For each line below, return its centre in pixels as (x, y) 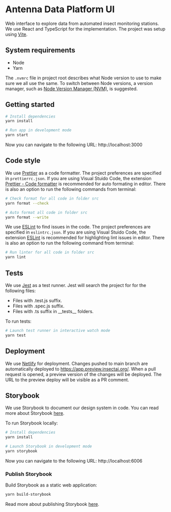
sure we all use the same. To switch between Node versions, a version (79, 83)
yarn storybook (21, 451)
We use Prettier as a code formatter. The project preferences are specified (83, 173)
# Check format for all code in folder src (52, 198)
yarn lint (16, 257)
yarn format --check (27, 203)
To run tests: (18, 321)
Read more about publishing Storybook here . (52, 504)
